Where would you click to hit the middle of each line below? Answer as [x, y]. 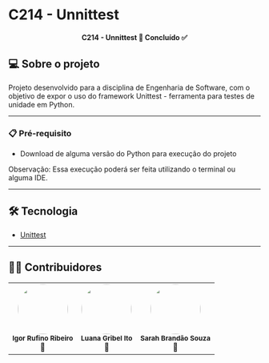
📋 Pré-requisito [40, 133]
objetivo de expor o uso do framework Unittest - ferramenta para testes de [131, 96]
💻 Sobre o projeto [54, 65]
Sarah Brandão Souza [175, 338]
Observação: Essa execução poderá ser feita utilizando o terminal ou [122, 169]
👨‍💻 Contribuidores [55, 267]
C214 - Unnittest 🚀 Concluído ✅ [134, 37]
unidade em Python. [41, 104]
